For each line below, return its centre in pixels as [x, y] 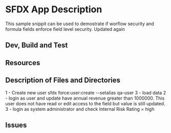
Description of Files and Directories [63, 80]
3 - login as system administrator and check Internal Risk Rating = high [80, 109]
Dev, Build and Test [37, 45]
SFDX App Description [54, 9]
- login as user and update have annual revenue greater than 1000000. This [85, 98]
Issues [16, 125]
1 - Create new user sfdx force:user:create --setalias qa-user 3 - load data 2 [86, 92]
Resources [23, 63]
